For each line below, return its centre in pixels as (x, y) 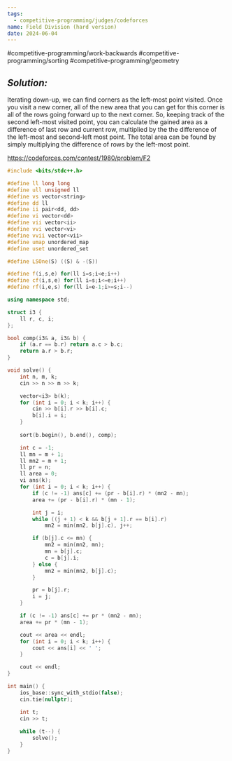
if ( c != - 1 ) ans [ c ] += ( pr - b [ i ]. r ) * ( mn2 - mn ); (111, 493)
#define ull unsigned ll (43, 190)
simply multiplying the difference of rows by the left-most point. (99, 144)
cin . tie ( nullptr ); (46, 699)
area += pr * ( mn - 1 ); (55, 622)
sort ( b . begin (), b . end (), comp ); (68, 435)
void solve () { (29, 370)
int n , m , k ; (39, 377)
